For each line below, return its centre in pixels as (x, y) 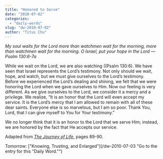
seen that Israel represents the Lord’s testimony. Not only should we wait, (79, 71)
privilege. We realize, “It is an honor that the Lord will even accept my (75, 97)
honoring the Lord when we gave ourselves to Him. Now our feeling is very (80, 87)
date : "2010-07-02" (25, 14)
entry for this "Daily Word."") (34, 151)
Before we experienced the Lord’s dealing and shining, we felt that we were (81, 81)
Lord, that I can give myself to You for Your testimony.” (60, 112)
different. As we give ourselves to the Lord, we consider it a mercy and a (78, 92)
